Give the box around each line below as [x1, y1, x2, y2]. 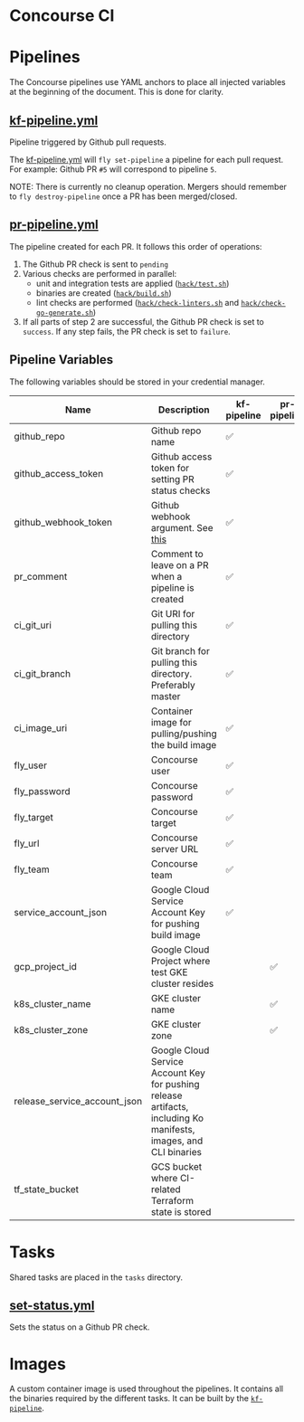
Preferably [150, 678, 196, 691]
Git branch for [150, 644, 210, 657]
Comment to [150, 547, 204, 560]
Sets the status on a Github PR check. [9, 1322, 150, 1332]
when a [150, 570, 183, 583]
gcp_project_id [14, 960, 77, 972]
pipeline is [150, 581, 195, 593]
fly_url [14, 837, 40, 849]
